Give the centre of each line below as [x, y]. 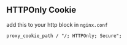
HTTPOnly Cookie [41, 10]
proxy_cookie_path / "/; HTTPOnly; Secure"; [64, 36]
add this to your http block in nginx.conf [57, 24]
